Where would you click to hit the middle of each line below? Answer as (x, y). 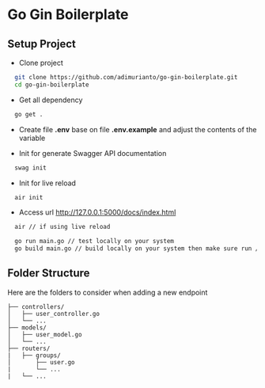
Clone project (41, 63)
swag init (30, 168)
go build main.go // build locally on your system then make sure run (133, 249)
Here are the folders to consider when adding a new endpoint (108, 292)
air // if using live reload (62, 227)
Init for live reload (47, 183)
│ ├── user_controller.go (54, 314)
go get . (29, 114)
